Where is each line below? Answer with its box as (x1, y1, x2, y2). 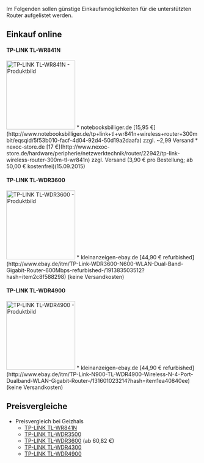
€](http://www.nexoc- (54, 143, 110, 150)
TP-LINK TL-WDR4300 (24, 443, 82, 451)
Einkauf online (6, 29, 62, 40)
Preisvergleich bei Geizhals (15, 417, 84, 424)
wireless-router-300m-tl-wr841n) (6, 156, 90, 163)
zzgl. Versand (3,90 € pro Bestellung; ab (91, 156, 194, 163)
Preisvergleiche (6, 401, 68, 412)
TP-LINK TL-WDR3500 (24, 431, 81, 438)
